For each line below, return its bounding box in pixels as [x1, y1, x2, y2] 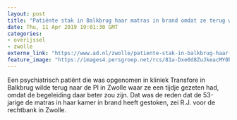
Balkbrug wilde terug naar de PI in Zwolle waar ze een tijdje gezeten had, [7, 83, 219, 92]
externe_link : [7, 50, 49, 57]
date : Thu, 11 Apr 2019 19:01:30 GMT [7, 23, 119, 30]
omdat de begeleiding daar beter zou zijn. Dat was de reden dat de [7, 90, 202, 99]
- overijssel [7, 37, 46, 44]
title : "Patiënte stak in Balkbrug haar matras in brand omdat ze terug [7, 17, 226, 24]
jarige [7, 98, 24, 107]
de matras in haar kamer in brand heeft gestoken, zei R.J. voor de [25, 98, 216, 107]
